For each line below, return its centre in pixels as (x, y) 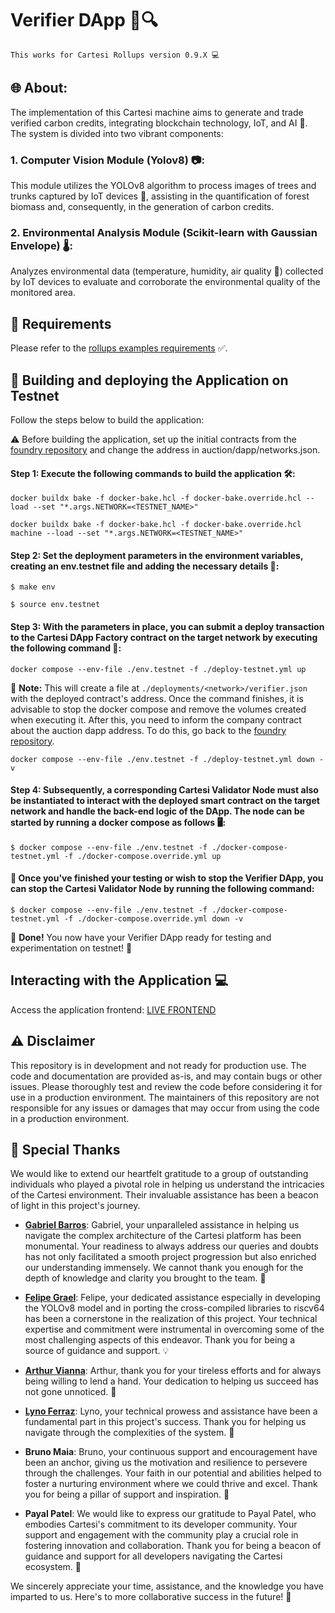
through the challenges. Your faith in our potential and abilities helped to (173, 1473)
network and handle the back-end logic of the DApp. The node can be (157, 811)
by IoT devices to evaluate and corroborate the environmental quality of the (165, 282)
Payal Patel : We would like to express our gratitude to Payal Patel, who (170, 1514)
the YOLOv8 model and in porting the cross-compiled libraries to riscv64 (174, 1308)
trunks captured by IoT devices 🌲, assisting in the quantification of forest (160, 196)
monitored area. (43, 293)
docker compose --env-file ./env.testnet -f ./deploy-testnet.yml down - (167, 759)
